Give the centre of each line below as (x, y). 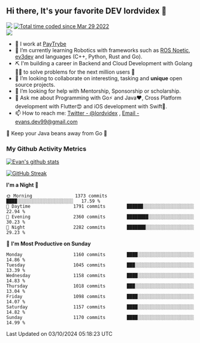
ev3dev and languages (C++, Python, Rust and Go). (78, 56)
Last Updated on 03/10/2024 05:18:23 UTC (59, 334)
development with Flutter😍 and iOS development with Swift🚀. (91, 106)
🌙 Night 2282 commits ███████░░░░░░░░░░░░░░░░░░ (100, 227)
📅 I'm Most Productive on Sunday (49, 244)
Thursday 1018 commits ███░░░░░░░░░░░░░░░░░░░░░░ (100, 286)
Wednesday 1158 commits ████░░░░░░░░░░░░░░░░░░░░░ (100, 276)
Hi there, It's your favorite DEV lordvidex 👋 (87, 11)
